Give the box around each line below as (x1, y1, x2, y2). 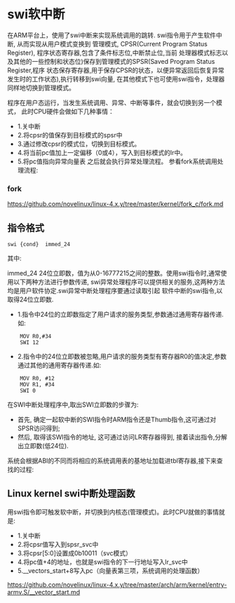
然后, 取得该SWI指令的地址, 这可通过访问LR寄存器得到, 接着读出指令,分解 (17, 433, 228, 442)
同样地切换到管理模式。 (7, 83, 75, 92)
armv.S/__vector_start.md (7, 588, 81, 596)
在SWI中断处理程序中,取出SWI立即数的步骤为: (7, 400, 139, 409)
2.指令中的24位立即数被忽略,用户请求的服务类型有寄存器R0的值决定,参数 (17, 352, 227, 361)
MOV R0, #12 (20, 375, 55, 382)
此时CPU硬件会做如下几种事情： (20, 107, 114, 116)
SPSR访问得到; (17, 424, 60, 433)
